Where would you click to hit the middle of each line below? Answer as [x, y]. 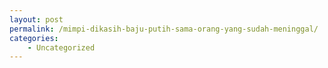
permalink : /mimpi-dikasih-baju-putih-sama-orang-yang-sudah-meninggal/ [164, 29]
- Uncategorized [61, 47]
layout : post [36, 19]
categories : [34, 38]
